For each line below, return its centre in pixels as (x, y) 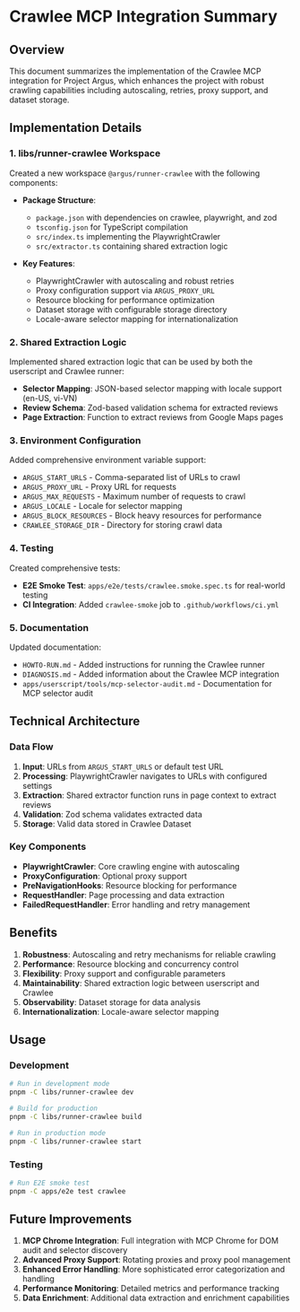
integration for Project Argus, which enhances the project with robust (137, 81)
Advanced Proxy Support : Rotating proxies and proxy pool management (156, 1260)
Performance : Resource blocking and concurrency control (130, 964)
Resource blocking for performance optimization (125, 300)
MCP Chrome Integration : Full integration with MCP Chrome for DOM (150, 1241)
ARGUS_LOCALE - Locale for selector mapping (102, 506)
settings (37, 785)
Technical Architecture (75, 721)
